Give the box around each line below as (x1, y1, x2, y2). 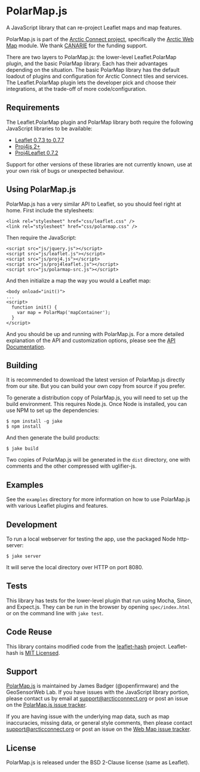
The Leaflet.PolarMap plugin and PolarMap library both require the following (6, 118, 193, 126)
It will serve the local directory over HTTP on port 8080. (6, 564, 143, 570)
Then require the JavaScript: (6, 234, 76, 241)
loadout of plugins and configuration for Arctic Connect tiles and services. (6, 72, 189, 80)
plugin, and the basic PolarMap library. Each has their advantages (6, 60, 168, 67)
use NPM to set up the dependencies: (6, 407, 100, 414)
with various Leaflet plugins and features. (6, 502, 109, 509)
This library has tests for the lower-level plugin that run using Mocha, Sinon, (6, 597, 193, 604)
